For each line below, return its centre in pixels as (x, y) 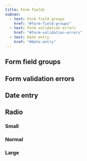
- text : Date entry (29, 38)
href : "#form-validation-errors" (48, 33)
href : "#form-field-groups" (43, 23)
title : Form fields (25, 10)
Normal (14, 140)
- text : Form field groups (37, 19)
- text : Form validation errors (43, 28)
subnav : (13, 14)
